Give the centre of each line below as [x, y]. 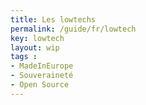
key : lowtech [37, 38]
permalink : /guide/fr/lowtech [73, 29]
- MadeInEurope [42, 66]
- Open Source [40, 85]
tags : [24, 57]
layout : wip [35, 47]
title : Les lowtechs [53, 19]
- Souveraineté [42, 76]
